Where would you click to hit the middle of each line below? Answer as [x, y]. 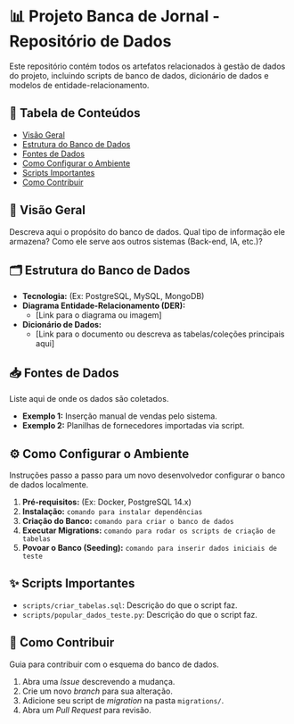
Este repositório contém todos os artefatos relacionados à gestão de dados [147, 66]
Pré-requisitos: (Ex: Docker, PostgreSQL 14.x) [106, 502]
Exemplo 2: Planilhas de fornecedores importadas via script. [133, 426]
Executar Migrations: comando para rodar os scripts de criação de [149, 530]
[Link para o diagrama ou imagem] [98, 315]
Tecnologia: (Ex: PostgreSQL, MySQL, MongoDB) [113, 296]
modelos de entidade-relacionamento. [79, 85]
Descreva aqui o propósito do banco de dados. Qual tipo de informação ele [147, 231]
